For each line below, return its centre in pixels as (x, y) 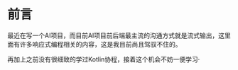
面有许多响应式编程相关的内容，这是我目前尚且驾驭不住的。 (94, 44)
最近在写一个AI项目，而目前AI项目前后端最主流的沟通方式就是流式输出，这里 (119, 35)
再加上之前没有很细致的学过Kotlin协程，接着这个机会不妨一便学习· (104, 59)
